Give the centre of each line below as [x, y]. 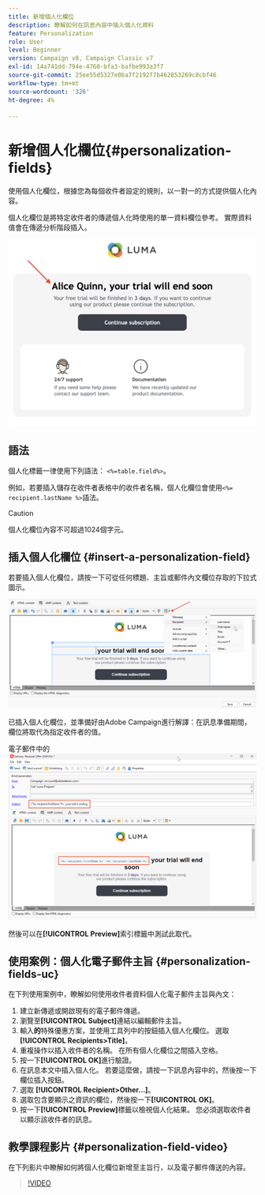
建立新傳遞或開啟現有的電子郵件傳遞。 [82, 1011]
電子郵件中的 [29, 749]
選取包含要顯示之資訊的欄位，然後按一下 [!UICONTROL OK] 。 [119, 1100]
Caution [21, 513]
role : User [26, 42]
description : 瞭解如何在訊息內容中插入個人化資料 [81, 25]
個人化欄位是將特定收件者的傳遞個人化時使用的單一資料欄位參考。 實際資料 [130, 218]
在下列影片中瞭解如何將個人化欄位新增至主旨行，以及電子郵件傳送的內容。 [129, 1167]
